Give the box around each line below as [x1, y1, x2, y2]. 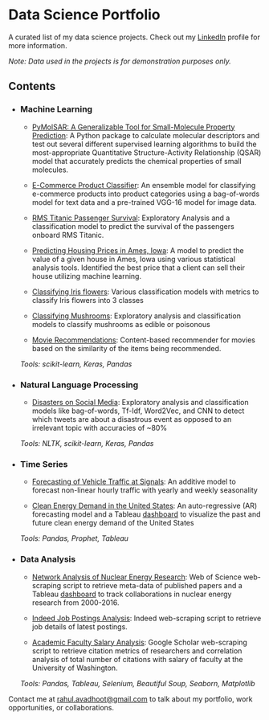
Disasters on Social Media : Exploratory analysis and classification [31, 397, 249, 407]
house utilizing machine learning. [31, 271, 142, 280]
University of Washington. [31, 663, 118, 673]
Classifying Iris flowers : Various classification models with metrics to [31, 287, 259, 297]
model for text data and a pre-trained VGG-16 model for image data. [31, 197, 257, 207]
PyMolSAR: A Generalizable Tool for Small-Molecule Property [31, 122, 235, 132]
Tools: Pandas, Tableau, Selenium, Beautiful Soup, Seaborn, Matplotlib [19, 678, 255, 688]
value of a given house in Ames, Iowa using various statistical [31, 254, 235, 264]
